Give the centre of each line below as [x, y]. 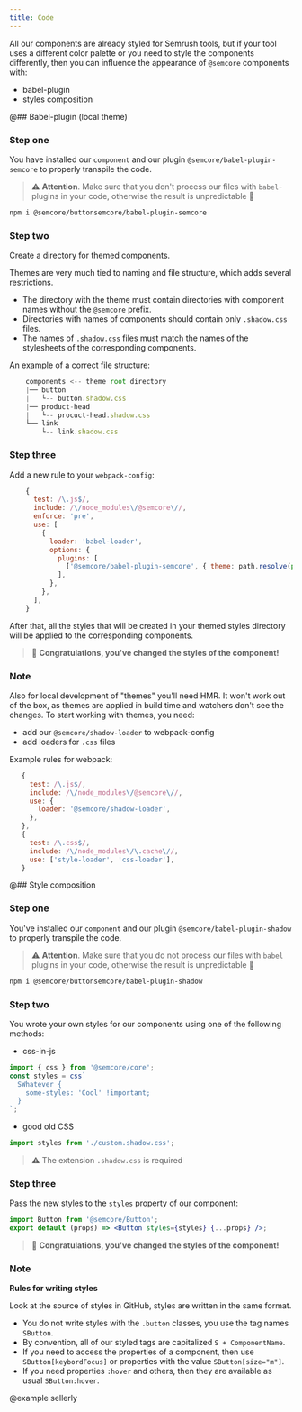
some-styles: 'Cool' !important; [88, 1093]
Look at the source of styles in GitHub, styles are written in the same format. [151, 1306]
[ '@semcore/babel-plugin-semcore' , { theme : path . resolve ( [179, 567]
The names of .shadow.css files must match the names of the [135, 338]
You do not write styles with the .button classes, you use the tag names [155, 1323]
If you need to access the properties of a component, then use [138, 1352]
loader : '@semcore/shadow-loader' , [104, 809]
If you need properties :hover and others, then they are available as [147, 1371]
